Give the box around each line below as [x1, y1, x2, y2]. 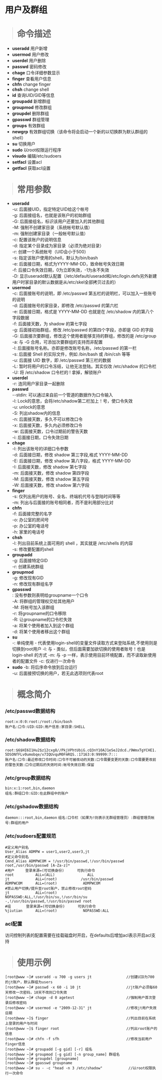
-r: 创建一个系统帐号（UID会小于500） [12, 249, 88, 255]
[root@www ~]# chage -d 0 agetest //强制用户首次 [5, 995, 152, 1000]
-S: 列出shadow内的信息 [12, 410, 60, 416]
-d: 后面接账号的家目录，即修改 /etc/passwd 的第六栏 [12, 302, 118, 309]
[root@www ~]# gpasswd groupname [5, 1061, 73, 1065]
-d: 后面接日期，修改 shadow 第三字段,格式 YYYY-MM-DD [12, 452, 128, 458]
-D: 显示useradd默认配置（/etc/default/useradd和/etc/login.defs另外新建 [12, 273, 157, 279]
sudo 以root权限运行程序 [12, 147, 62, 153]
